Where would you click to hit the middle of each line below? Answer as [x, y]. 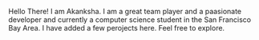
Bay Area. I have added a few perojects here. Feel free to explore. [117, 28]
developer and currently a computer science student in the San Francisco [129, 20]
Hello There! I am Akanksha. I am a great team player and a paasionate [125, 11]
